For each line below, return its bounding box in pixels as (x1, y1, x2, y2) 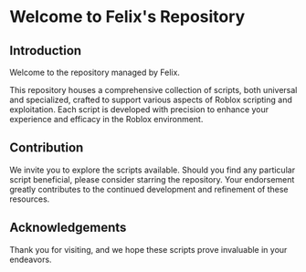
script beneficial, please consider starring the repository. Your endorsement (9, 173, 295, 184)
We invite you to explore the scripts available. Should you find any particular (9, 164, 295, 175)
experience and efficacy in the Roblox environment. (9, 114, 204, 124)
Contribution (9, 140, 84, 156)
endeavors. (9, 254, 52, 265)
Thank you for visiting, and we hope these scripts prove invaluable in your (9, 244, 288, 255)
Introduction (9, 43, 82, 58)
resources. (9, 194, 50, 204)
